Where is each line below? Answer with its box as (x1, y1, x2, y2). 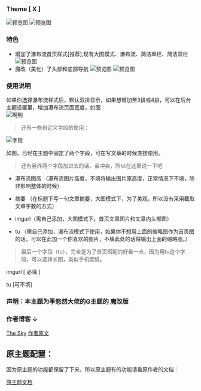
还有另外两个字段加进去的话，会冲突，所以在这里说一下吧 (20, 162, 163, 169)
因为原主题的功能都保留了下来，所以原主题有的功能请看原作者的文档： (6, 365, 179, 372)
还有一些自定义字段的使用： (20, 124, 90, 131)
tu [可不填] (6, 280, 33, 288)
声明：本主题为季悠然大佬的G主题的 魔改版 (6, 297, 129, 306)
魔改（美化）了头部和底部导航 (14, 65, 89, 72)
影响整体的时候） (20, 182, 63, 190)
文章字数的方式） (14, 202, 57, 209)
